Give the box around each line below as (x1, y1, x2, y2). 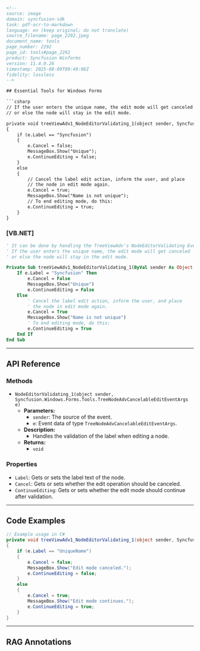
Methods (6, 376, 33, 385)
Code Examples (6, 516, 65, 526)
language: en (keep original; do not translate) (6, 27, 129, 33)
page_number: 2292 (6, 44, 52, 50)
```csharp (6, 99, 31, 105)
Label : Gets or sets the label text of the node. (14, 474, 126, 481)
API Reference (6, 359, 61, 369)
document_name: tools (6, 38, 60, 44)
